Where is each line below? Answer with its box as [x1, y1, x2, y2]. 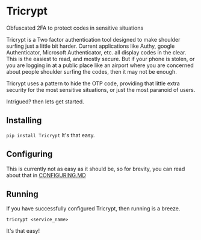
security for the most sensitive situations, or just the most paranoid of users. [6, 86, 196, 93]
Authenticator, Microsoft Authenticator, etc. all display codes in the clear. [6, 48, 187, 56]
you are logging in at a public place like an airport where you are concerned [6, 62, 194, 69]
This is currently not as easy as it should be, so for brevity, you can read [6, 165, 185, 172]
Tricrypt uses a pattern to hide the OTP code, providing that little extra [6, 80, 181, 87]
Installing [6, 115, 42, 126]
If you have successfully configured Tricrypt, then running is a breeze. [6, 205, 181, 212]
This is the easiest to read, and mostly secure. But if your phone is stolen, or [6, 55, 195, 62]
